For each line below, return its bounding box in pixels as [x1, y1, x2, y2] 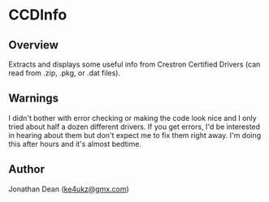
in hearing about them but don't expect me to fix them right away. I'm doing [8, 130, 262, 140]
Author [8, 162, 45, 176]
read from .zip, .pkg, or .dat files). [8, 68, 120, 78]
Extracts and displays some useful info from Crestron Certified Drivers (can [8, 59, 261, 69]
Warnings [8, 92, 59, 105]
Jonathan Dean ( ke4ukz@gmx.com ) [8, 184, 130, 194]
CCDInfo [8, 6, 67, 24]
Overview [8, 38, 59, 52]
